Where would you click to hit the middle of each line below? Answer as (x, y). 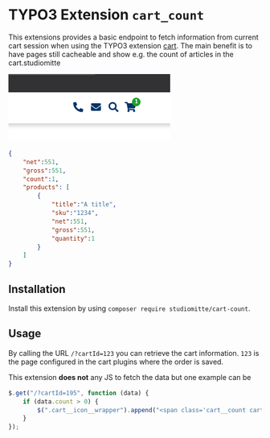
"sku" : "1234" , (75, 213)
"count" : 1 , (41, 179)
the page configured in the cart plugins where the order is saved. (116, 362)
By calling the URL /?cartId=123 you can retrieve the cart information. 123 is (134, 353)
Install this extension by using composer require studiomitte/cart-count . (129, 308)
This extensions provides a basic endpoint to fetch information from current (133, 37)
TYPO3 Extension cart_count (106, 15)
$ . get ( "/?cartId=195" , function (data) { (79, 393)
